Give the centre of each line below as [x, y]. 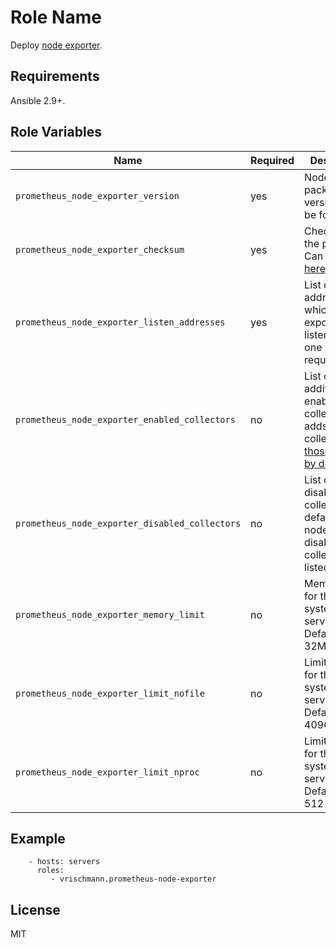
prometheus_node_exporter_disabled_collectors [128, 523]
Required [272, 160]
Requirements [55, 76]
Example [38, 838]
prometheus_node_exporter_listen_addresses [120, 322]
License [35, 909]
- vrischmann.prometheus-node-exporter [133, 879]
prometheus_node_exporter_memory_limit [110, 614]
